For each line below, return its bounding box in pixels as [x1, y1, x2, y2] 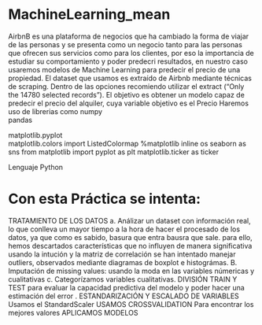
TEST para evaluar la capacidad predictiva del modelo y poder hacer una [8, 283, 245, 292]
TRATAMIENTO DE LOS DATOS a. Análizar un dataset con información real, [8, 216, 251, 225]
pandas [8, 115, 33, 124]
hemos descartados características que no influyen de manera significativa [8, 241, 253, 250]
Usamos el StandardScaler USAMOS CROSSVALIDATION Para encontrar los [8, 299, 254, 308]
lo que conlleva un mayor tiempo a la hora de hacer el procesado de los [8, 224, 241, 234]
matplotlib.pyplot [8, 130, 63, 139]
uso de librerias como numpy [8, 106, 103, 116]
